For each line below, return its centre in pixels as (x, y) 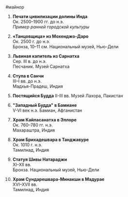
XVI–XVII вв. (25, 184)
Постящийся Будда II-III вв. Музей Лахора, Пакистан (68, 96)
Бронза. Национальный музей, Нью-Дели (56, 170)
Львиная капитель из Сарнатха (46, 56)
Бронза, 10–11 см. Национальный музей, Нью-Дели (65, 47)
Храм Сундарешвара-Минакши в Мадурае (58, 179)
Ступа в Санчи (28, 76)
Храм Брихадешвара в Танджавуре (51, 139)
